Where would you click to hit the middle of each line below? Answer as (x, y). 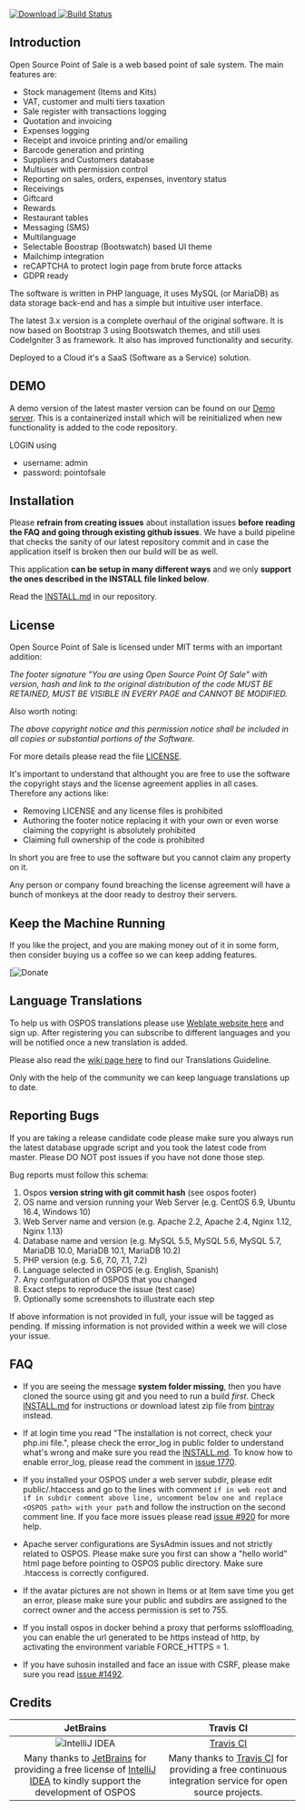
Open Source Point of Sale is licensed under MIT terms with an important (146, 647)
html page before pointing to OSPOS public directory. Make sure (143, 1563)
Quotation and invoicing (67, 121)
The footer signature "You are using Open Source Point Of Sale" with (138, 674)
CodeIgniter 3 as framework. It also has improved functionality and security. (151, 339)
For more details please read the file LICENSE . (96, 756)
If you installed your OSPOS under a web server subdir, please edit (147, 1480)
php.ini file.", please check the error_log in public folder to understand (153, 1442)
